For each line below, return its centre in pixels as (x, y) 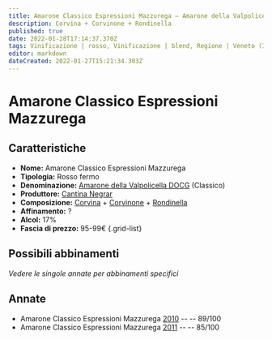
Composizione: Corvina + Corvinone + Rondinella (104, 202)
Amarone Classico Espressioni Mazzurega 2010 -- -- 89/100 (121, 318)
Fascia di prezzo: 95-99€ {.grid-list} (81, 228)
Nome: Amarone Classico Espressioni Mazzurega (103, 168)
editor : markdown (38, 54)
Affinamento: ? (46, 211)
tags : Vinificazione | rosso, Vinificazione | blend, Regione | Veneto (132, 46)
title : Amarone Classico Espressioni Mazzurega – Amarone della (119, 16)
